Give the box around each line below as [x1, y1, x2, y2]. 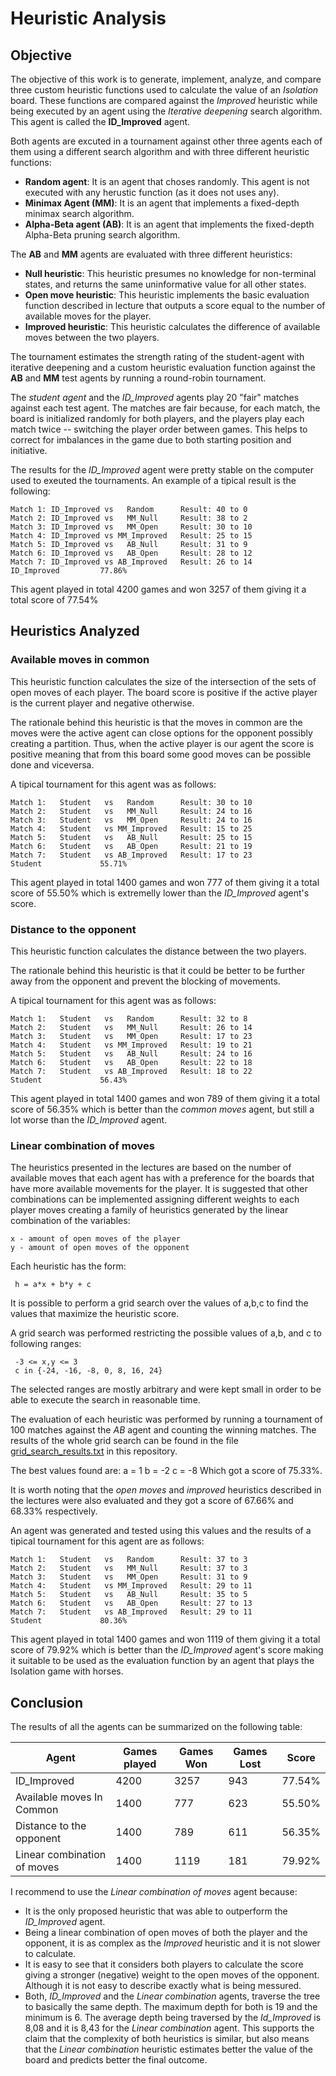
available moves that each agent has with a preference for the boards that [10, 1172, 315, 1184]
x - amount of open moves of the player [10, 1234, 182, 1244]
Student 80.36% [10, 1616, 128, 1626]
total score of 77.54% [10, 594, 99, 606]
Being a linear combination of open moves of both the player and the [24, 1927, 308, 1939]
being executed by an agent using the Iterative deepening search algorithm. [10, 105, 323, 117]
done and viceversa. [10, 758, 95, 771]
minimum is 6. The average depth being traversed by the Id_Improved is [24, 2012, 322, 2024]
